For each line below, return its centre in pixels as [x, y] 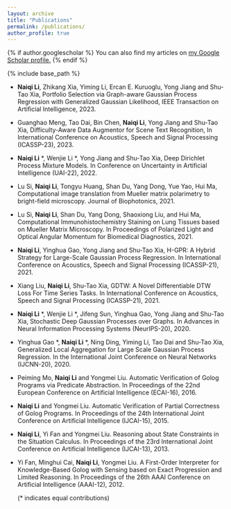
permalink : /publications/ [46, 26]
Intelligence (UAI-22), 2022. [57, 173]
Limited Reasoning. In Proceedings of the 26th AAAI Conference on [113, 477]
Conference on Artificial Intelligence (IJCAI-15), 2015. [93, 421]
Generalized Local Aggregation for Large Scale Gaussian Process [111, 350]
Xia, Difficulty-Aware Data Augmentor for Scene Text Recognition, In [115, 130]
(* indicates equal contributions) [63, 498]
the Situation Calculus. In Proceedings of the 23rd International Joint [115, 442]
